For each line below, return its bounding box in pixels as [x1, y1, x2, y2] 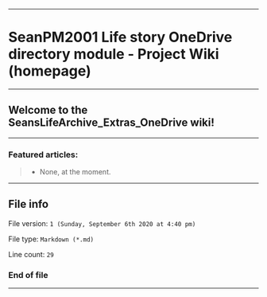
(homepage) [8, 62, 91, 80]
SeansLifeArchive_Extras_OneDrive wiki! [8, 116, 215, 130]
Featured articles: [8, 149, 79, 160]
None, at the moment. [39, 167, 111, 177]
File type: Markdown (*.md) [8, 234, 94, 244]
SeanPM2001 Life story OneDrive [8, 29, 233, 46]
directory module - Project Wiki [8, 45, 220, 64]
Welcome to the [8, 104, 88, 117]
